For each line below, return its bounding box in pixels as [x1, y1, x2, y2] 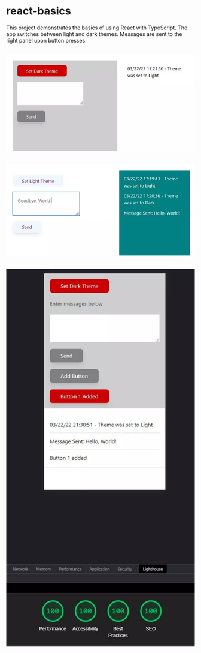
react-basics [6, 4, 71, 18]
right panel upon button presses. [6, 37, 87, 44]
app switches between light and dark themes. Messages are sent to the [6, 30, 182, 37]
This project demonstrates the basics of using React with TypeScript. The [6, 24, 188, 31]
